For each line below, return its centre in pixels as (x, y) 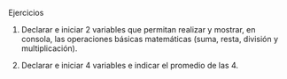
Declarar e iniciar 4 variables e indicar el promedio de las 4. (130, 65)
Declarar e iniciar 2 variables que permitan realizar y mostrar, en (138, 29)
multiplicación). (49, 48)
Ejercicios (26, 13)
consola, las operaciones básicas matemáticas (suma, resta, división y (150, 39)
